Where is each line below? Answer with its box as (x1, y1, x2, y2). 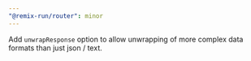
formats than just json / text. (8, 42, 103, 53)
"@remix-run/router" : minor (8, 11, 104, 20)
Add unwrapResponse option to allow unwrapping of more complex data (8, 34, 244, 44)
